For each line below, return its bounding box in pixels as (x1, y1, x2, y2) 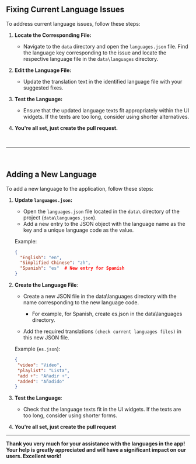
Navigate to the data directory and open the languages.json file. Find (23, 43, 188, 50)
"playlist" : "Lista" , (17, 367, 70, 373)
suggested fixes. (23, 84, 64, 91)
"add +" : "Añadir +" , (17, 373, 70, 379)
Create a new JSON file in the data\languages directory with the (23, 293, 177, 300)
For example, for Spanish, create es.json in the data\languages (32, 310, 183, 317)
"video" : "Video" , (17, 362, 62, 368)
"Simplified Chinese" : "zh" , (20, 260, 91, 266)
